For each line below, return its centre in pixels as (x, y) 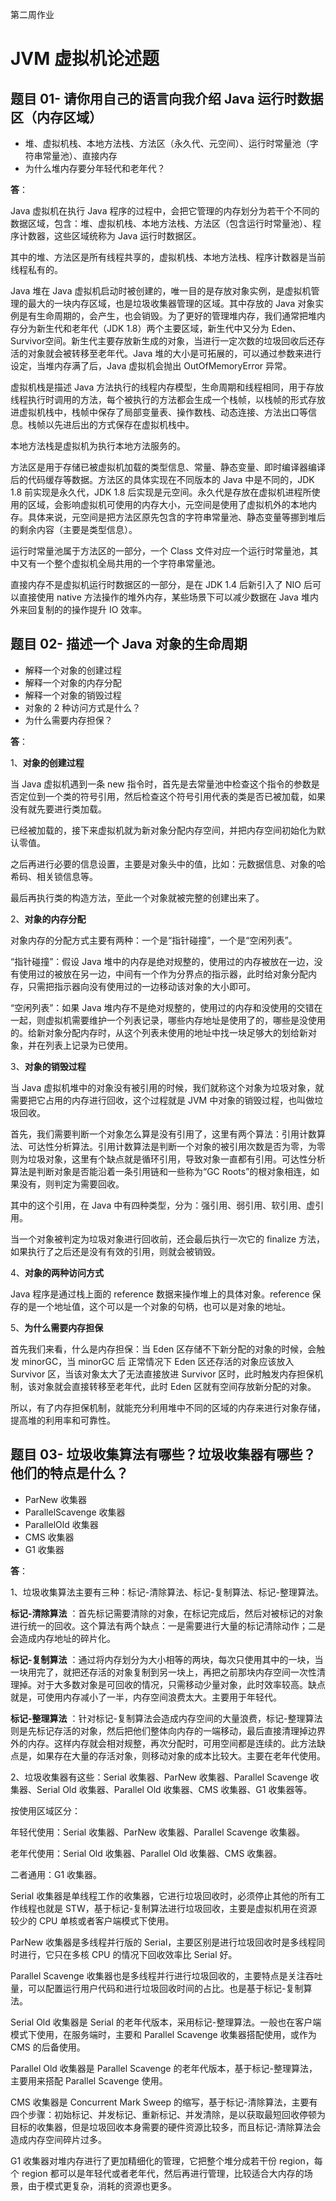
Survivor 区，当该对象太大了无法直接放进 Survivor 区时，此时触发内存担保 (162, 1374)
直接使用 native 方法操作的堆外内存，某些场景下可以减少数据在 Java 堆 (164, 597)
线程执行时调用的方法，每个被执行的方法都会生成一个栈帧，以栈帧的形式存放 (168, 399)
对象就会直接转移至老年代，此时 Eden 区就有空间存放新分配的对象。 (176, 1386)
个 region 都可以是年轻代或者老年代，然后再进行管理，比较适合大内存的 (157, 2173)
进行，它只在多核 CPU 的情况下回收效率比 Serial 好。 (128, 1954)
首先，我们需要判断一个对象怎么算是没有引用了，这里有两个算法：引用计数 (163, 1134)
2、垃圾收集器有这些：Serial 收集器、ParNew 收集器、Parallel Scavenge (159, 1777)
